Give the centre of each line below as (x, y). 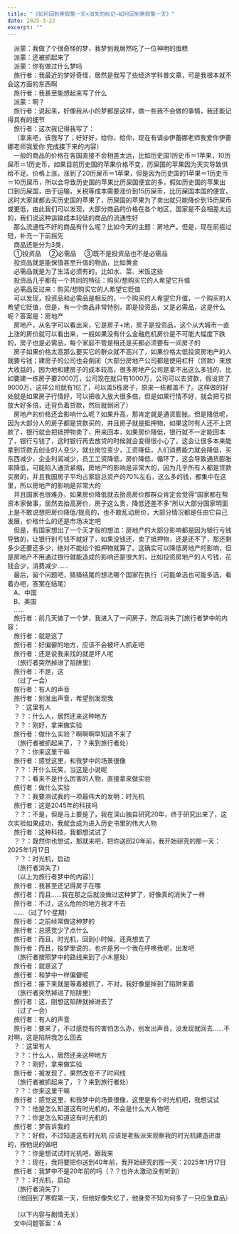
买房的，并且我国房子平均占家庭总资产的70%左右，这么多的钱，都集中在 (114, 477)
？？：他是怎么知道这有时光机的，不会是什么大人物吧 (91, 1109)
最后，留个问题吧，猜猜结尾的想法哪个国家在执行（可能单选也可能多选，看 (123, 575)
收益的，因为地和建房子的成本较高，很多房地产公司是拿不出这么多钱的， (119, 370)
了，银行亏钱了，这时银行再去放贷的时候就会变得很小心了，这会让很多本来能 (119, 441)
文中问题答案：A (38, 1223)
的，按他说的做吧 (32, 1144)
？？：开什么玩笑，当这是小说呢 (60, 770)
